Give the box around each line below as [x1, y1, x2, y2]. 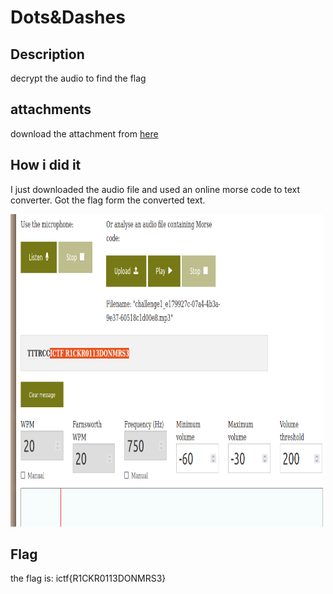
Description [10, 46, 85, 63]
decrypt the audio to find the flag [10, 72, 147, 84]
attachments [10, 101, 92, 118]
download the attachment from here [10, 127, 159, 140]
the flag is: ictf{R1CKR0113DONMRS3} [10, 572, 167, 585]
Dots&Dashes [10, 6, 126, 29]
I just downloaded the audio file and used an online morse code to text [10, 183, 301, 195]
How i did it [10, 157, 82, 174]
